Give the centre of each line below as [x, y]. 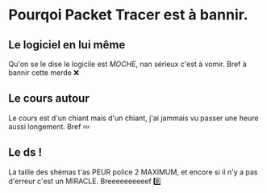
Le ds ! [25, 152]
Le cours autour [49, 99]
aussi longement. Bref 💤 [49, 126]
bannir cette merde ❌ [44, 73]
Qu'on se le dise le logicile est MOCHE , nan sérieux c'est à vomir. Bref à [128, 64]
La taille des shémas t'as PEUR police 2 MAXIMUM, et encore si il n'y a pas [133, 172]
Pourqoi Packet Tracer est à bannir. [128, 15]
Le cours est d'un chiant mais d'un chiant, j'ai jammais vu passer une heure [133, 118]
